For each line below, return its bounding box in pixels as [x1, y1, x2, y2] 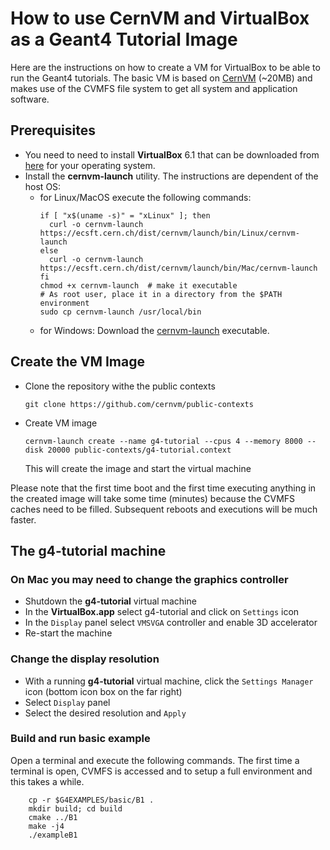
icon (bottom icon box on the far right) [24, 685, 183, 697]
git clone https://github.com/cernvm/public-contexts [24, 399, 254, 409]
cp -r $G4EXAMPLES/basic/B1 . [28, 795, 155, 805]
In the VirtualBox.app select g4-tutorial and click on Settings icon [24, 606, 300, 618]
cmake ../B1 [28, 812, 78, 822]
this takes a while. [10, 775, 85, 787]
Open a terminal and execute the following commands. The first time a [10, 754, 300, 766]
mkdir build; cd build [28, 803, 123, 814]
